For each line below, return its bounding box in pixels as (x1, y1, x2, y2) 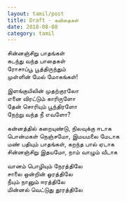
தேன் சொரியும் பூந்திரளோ (7, 102, 78, 111)
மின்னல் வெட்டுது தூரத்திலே (7, 186, 83, 194)
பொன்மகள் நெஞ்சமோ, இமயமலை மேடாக (7, 132, 120, 141)
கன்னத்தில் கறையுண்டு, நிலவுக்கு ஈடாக (7, 124, 112, 133)
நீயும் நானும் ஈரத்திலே (7, 178, 65, 186)
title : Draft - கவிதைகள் (7, 17, 79, 24)
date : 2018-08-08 (7, 23, 58, 30)
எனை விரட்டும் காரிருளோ (7, 95, 76, 103)
